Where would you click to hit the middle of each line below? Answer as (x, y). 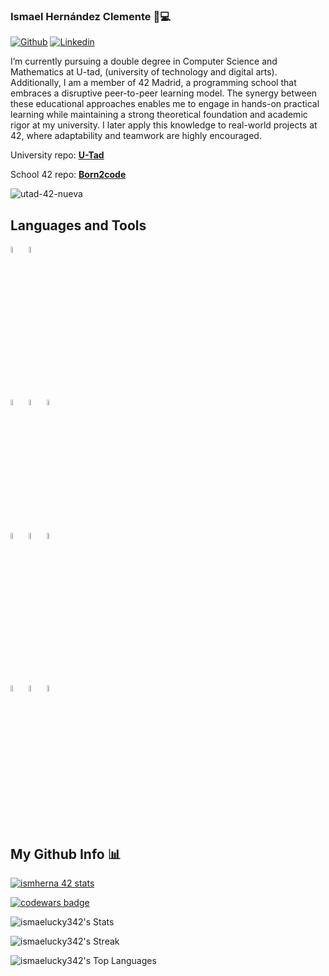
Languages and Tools (78, 225)
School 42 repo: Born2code (68, 175)
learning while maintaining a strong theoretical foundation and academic (159, 115)
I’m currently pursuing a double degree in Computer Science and (144, 61)
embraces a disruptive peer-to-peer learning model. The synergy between (164, 93)
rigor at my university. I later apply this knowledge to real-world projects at (164, 125)
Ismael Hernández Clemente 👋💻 (90, 16)
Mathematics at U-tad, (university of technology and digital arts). (144, 72)
